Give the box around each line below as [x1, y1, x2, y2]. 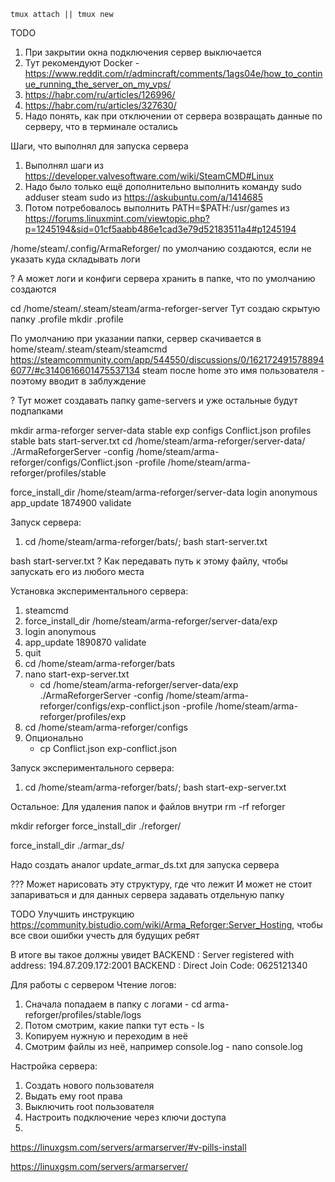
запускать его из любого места [10, 566, 145, 577]
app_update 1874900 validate [10, 497, 132, 509]
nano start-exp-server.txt [24, 668, 130, 680]
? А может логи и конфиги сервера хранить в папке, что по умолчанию [10, 273, 316, 284]
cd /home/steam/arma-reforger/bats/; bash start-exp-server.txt [24, 781, 287, 793]
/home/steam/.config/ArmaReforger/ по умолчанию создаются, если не [10, 243, 312, 254]
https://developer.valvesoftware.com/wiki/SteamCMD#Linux [24, 170, 275, 182]
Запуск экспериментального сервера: [10, 762, 175, 774]
